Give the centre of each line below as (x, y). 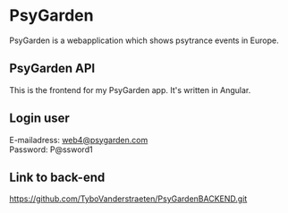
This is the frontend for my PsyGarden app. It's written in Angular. (130, 89)
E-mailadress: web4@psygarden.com (79, 140)
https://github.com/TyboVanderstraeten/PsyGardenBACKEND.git (128, 199)
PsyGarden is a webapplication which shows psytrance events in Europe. (144, 40)
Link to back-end (57, 177)
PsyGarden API (52, 68)
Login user (39, 119)
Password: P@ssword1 (51, 149)
